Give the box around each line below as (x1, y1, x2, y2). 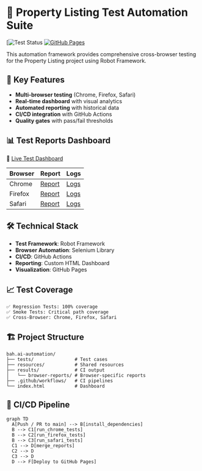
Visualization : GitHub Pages (15, 266, 87, 274)
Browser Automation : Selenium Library (15, 247, 115, 254)
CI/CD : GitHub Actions (15, 253, 72, 260)
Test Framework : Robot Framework (15, 240, 106, 247)
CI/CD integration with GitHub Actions (15, 110, 112, 118)
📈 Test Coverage (6, 284, 73, 295)
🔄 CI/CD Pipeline (6, 400, 70, 410)
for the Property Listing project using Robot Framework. (6, 57, 146, 64)
